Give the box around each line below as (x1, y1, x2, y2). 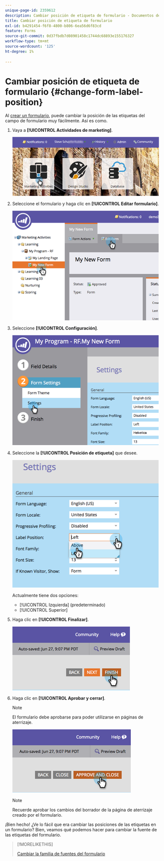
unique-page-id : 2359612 (5, 8, 56, 13)
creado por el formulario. (12, 812, 62, 818)
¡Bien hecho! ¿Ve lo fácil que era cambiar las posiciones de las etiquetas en (5, 821, 156, 827)
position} (5, 97, 43, 107)
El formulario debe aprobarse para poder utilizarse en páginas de (12, 714, 143, 720)
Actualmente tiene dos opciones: (12, 593, 79, 598)
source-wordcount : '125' (5, 44, 56, 49)
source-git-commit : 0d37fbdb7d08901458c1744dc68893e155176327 (5, 34, 134, 39)
